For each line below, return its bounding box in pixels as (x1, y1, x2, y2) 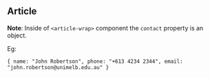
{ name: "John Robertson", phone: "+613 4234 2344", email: (7, 58, 184, 65)
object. (7, 31, 28, 39)
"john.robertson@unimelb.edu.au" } (7, 64, 109, 71)
